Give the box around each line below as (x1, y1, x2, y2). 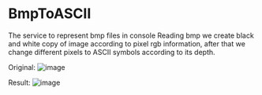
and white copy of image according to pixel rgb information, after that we (8, 38, 246, 48)
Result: (8, 78, 31, 87)
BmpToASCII (8, 5, 92, 23)
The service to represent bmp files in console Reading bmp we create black (8, 31, 254, 40)
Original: (8, 62, 36, 71)
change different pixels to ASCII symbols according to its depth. (8, 47, 215, 57)
